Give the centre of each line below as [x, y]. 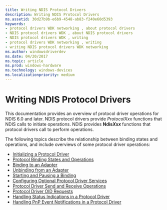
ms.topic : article [24, 61]
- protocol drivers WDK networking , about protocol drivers [70, 28]
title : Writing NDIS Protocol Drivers [45, 10]
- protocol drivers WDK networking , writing [53, 42]
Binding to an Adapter [35, 164]
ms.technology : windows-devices [39, 70]
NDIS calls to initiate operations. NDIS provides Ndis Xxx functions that [78, 124]
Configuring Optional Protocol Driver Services [60, 180]
